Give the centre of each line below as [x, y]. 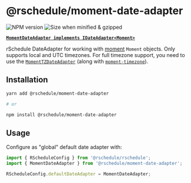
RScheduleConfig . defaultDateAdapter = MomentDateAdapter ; [78, 174]
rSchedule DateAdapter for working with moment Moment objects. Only [91, 49]
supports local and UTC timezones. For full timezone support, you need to [95, 55]
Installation [27, 80]
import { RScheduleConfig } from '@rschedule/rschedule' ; [78, 158]
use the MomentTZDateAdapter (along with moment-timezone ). [77, 61]
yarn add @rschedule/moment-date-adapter [58, 93]
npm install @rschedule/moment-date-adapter [61, 115]
